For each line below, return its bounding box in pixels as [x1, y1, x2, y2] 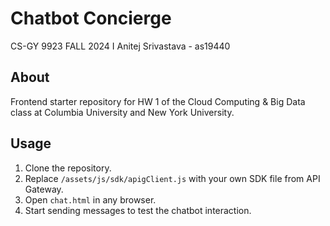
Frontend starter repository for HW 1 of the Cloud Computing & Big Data [10, 95, 306, 107]
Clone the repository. [24, 162, 112, 174]
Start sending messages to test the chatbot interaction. [24, 204, 252, 216]
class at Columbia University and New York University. [10, 106, 235, 118]
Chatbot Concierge [10, 7, 172, 30]
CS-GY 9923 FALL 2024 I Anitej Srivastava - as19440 [10, 40, 231, 52]
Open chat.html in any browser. [24, 193, 157, 206]
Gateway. [24, 183, 64, 195]
